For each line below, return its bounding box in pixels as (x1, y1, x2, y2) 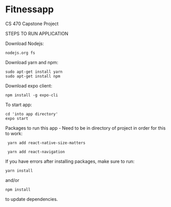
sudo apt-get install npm (5, 73, 60, 79)
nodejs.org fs (5, 50, 36, 55)
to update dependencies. (5, 196, 58, 202)
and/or (5, 177, 19, 183)
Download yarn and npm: (5, 59, 59, 65)
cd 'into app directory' (5, 111, 58, 116)
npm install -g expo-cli (5, 92, 58, 98)
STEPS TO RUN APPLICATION (5, 30, 69, 36)
